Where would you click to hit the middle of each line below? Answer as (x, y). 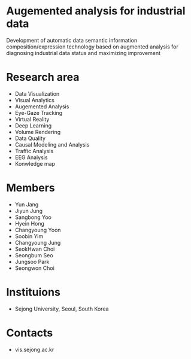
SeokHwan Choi (35, 249)
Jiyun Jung (29, 211)
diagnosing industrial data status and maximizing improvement (83, 53)
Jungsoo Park (32, 261)
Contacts (30, 333)
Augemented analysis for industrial (96, 11)
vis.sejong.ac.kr (34, 349)
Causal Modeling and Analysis (52, 144)
